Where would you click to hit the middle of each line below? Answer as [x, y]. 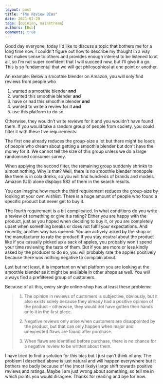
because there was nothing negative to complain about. [61, 257]
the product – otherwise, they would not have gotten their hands [89, 306]
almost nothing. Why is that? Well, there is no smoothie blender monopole [79, 171]
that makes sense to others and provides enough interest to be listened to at [81, 56]
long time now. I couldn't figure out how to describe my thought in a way [78, 51]
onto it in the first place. [48, 312]
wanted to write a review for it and [46, 106]
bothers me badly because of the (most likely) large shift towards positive [79, 366]
